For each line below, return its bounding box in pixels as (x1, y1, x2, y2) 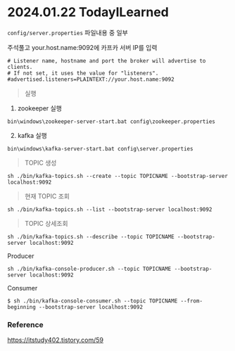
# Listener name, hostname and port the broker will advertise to (7, 57, 206, 64)
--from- (180, 297, 203, 305)
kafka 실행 (17, 131, 47, 139)
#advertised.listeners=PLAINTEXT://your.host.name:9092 (7, 75, 174, 83)
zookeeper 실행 (17, 103, 62, 113)
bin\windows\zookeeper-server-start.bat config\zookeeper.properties (7, 117, 216, 125)
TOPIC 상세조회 (24, 219, 68, 227)
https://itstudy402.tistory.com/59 (7, 336, 104, 345)
